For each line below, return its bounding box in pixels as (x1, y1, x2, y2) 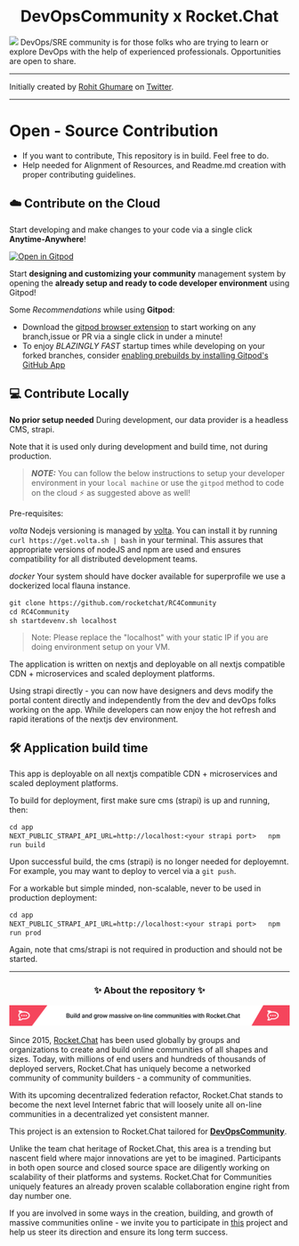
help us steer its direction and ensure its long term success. (9, 1226, 229, 1237)
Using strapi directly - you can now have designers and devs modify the (9, 685, 274, 696)
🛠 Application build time (9, 740, 149, 756)
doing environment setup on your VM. (30, 641, 171, 651)
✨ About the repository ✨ (93, 984, 206, 997)
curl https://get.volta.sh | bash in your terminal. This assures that (9, 534, 264, 545)
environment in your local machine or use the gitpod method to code (30, 477, 285, 488)
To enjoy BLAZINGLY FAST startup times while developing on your (21, 340, 265, 351)
